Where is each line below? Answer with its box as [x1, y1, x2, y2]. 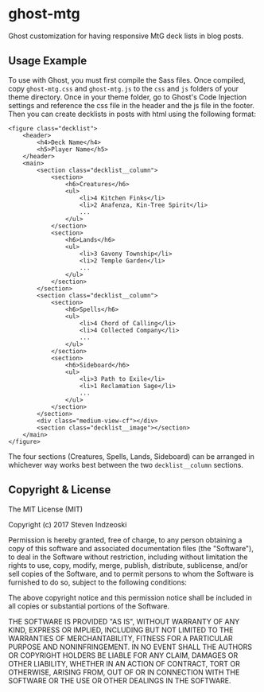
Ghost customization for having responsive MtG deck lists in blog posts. [8, 31, 244, 41]
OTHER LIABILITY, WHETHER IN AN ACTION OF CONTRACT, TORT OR [8, 659, 240, 668]
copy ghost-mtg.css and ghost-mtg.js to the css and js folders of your [8, 84, 239, 93]
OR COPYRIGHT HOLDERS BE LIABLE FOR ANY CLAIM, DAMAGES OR [8, 650, 239, 660]
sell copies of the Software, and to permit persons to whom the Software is [8, 569, 254, 578]
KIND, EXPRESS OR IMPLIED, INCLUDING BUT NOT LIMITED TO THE [8, 625, 234, 635]
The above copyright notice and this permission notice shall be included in [8, 593, 252, 602]
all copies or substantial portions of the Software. [8, 601, 169, 611]
